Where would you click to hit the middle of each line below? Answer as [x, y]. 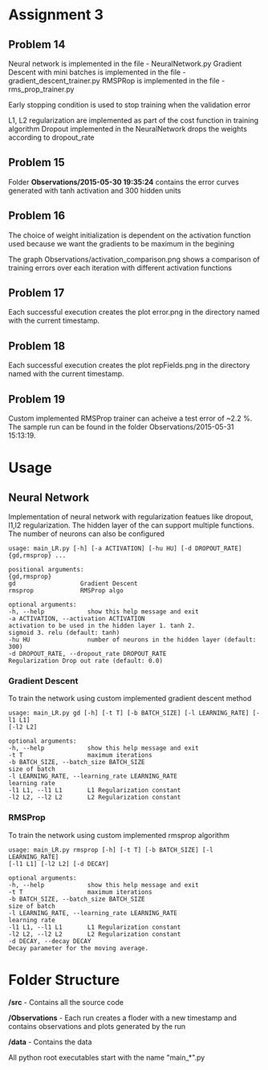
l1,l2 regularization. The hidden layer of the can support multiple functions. [131, 525]
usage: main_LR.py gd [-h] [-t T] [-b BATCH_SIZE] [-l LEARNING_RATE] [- [134, 713]
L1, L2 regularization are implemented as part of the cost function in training [134, 120]
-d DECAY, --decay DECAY [50, 941]
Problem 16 [37, 216]
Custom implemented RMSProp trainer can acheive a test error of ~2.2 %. [130, 418]
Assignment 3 [56, 15]
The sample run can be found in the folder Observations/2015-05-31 [121, 427]
